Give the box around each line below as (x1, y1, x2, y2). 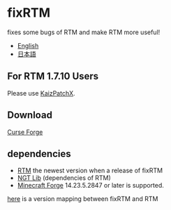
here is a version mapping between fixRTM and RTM (7, 195, 158, 203)
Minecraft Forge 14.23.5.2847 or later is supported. (17, 181, 164, 190)
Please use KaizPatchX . (7, 89, 75, 97)
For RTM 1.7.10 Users (7, 70, 99, 82)
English (17, 41, 39, 50)
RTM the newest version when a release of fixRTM (17, 166, 163, 175)
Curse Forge (7, 128, 43, 136)
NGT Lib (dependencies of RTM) (17, 174, 112, 182)
